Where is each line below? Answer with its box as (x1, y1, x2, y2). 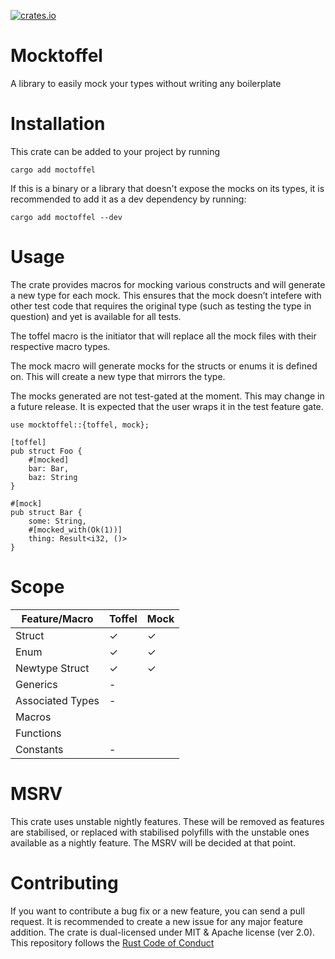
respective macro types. (10, 340, 111, 352)
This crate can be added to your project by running (10, 145, 221, 157)
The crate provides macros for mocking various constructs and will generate (10, 278, 326, 290)
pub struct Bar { (10, 507, 83, 517)
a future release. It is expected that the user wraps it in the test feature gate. (10, 400, 324, 412)
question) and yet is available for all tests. (10, 310, 182, 322)
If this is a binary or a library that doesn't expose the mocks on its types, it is (10, 182, 325, 194)
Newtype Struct (15, 661, 90, 675)
